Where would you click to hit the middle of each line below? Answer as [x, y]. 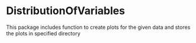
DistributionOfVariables [66, 11]
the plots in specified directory [43, 33]
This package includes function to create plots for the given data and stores [98, 27]
